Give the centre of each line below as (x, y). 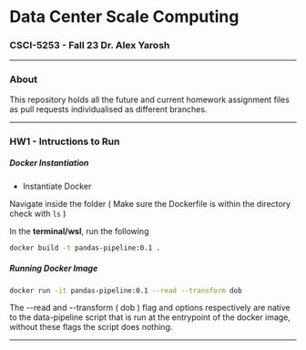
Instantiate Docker (57, 186)
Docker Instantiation (49, 163)
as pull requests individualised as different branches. (108, 109)
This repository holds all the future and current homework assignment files (149, 99)
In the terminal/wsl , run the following (79, 231)
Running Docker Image (54, 268)
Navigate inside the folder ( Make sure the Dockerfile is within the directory (150, 203)
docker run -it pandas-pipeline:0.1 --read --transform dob (126, 290)
